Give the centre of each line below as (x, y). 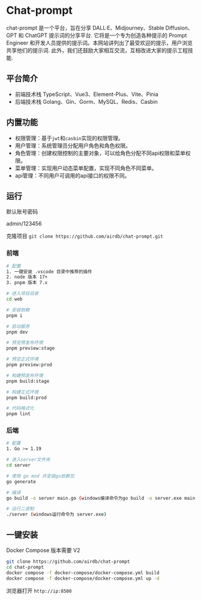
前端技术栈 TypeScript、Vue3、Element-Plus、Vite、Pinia (87, 94)
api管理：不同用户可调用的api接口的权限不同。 (72, 175)
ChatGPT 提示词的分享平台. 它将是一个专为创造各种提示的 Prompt (106, 35)
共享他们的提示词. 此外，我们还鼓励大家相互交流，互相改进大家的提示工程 (97, 50)
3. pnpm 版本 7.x (27, 283)
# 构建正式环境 (22, 392)
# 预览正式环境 (22, 359)
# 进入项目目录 (22, 294)
